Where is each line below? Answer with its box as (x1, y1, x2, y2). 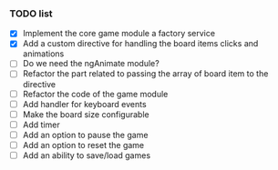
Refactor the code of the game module (22, 88, 169, 99)
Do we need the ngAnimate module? (22, 58, 160, 69)
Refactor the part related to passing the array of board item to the (22, 68, 269, 79)
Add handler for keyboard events (22, 98, 148, 109)
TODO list (9, 7, 53, 20)
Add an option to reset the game (22, 139, 145, 150)
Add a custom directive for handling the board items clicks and (22, 38, 259, 49)
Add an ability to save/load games (22, 149, 151, 161)
